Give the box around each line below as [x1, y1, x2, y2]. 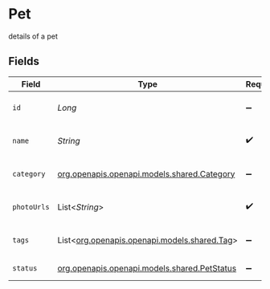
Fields [8, 55, 40, 68]
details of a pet [8, 31, 58, 41]
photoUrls [12, 202, 50, 211]
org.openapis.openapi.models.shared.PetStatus [57, 263, 237, 274]
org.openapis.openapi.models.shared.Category [57, 168, 235, 179]
